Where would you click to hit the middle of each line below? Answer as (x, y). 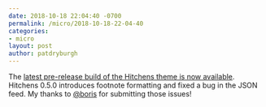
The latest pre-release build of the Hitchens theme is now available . (122, 77)
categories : (28, 31)
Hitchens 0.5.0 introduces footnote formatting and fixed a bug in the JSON (133, 85)
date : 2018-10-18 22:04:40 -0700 (65, 16)
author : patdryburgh (44, 53)
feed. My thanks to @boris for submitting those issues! (100, 94)
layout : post (31, 46)
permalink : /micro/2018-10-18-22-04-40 (76, 24)
